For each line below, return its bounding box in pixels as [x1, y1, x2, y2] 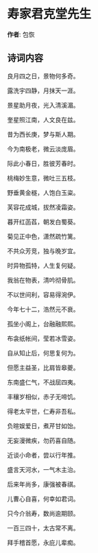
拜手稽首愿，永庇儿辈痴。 [7, 538, 79, 546]
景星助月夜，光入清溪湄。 [7, 101, 79, 109]
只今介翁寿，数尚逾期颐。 [7, 509, 79, 517]
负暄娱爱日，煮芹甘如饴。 [7, 421, 79, 430]
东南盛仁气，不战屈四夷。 [7, 378, 79, 386]
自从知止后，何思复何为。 [7, 349, 79, 357]
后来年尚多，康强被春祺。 [7, 480, 79, 488]
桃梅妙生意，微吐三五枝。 [7, 174, 79, 182]
